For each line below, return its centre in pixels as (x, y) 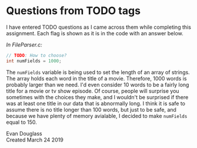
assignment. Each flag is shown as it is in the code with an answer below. (95, 33)
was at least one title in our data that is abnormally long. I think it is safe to (96, 103)
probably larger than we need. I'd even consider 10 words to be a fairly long (98, 85)
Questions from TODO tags (74, 11)
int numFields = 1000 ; (34, 61)
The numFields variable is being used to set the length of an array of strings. (98, 72)
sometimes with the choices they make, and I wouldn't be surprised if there (97, 97)
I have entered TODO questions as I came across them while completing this (98, 27)
